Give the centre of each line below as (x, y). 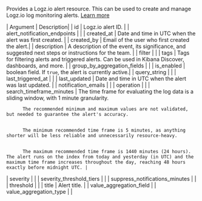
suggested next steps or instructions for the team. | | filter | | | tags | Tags (98, 53)
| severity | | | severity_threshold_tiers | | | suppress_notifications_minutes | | (101, 179)
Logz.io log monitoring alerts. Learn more (58, 15)
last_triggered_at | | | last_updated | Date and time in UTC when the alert (96, 79)
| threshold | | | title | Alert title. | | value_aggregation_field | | (81, 185)
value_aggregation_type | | (39, 192)
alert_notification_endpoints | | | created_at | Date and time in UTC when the (101, 33)
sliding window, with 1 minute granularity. (58, 98)
